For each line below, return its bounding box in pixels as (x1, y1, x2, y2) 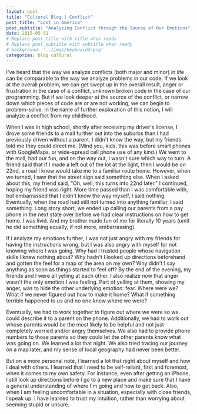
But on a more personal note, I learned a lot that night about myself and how (6, 357, 191, 364)
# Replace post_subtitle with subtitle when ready (6, 42, 133, 48)
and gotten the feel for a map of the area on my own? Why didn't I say (6, 260, 175, 267)
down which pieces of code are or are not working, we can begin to (6, 99, 170, 106)
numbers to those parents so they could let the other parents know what (6, 333, 181, 341)
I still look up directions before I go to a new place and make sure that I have (6, 376, 191, 383)
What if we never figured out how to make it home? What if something (6, 291, 176, 298)
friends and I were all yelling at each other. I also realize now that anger (6, 272, 179, 279)
